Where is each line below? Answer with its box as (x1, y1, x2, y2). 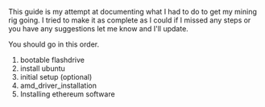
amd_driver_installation (19, 80, 97, 90)
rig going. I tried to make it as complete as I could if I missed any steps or (8, 15, 251, 25)
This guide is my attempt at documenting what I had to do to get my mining (8, 7, 258, 16)
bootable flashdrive (19, 56, 85, 64)
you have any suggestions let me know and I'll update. (8, 24, 189, 33)
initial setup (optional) (19, 72, 93, 81)
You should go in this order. (8, 39, 99, 49)
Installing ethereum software (19, 89, 115, 99)
